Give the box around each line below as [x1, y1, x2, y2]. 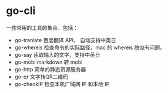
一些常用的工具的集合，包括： [6, 24, 78, 31]
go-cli [6, 4, 36, 18]
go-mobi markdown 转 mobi [14, 58, 83, 66]
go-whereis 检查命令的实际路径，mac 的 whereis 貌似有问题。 [14, 44, 166, 51]
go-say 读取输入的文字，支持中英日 [14, 51, 101, 58]
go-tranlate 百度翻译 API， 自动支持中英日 [14, 36, 116, 43]
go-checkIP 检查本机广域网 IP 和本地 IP [14, 80, 110, 87]
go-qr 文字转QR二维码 [14, 73, 69, 80]
